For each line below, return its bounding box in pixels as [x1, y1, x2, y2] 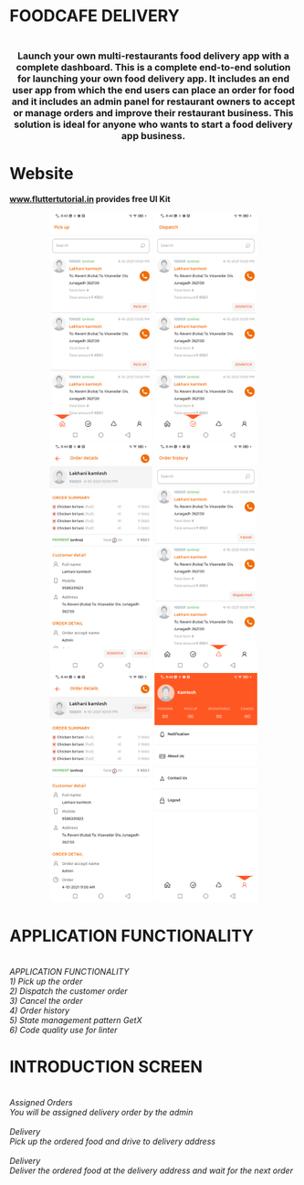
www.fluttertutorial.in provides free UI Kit [9, 194, 171, 205]
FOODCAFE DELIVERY [9, 5, 180, 27]
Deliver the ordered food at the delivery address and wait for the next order [9, 1165, 294, 1176]
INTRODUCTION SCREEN [9, 1057, 204, 1077]
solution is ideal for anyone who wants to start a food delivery [13, 118, 294, 131]
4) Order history [9, 1005, 70, 1016]
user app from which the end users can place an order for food [12, 84, 295, 97]
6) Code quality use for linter [9, 1024, 118, 1035]
